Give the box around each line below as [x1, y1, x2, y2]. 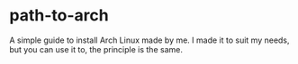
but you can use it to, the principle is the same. [9, 44, 183, 54]
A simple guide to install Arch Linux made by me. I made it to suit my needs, [9, 35, 290, 45]
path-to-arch [9, 5, 110, 26]
